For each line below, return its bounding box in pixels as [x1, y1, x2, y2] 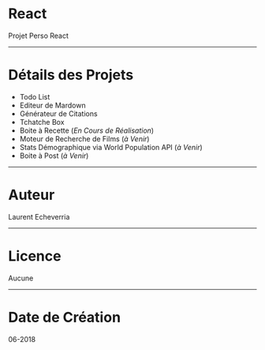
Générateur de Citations [19, 108, 98, 119]
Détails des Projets [8, 66, 134, 84]
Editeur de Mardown [19, 100, 86, 110]
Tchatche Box [19, 117, 65, 126]
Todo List [19, 92, 50, 101]
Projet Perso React [8, 31, 69, 40]
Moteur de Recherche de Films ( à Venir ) [19, 134, 150, 143]
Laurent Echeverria [8, 212, 70, 221]
